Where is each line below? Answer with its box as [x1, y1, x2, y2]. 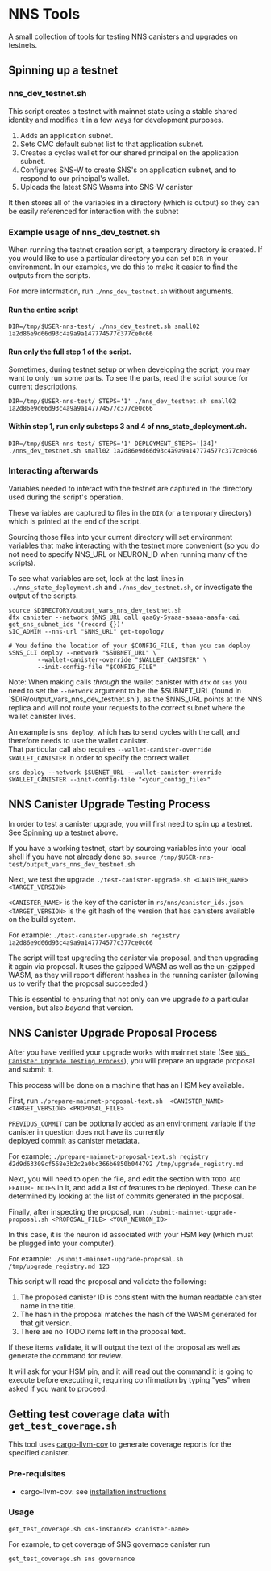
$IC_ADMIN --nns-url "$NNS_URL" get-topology [8, 627, 164, 635]
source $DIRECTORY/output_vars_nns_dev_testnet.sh [8, 606, 182, 614]
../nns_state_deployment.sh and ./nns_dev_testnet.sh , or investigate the [8, 582, 253, 592]
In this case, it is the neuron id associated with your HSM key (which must [8, 1230, 254, 1240]
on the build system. [8, 914, 77, 924]
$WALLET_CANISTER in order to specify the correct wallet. [8, 752, 192, 762]
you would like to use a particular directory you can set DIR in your [8, 253, 228, 263]
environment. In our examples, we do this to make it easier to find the [8, 262, 238, 272]
